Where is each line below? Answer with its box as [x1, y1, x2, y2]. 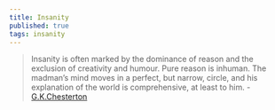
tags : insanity [9, 29, 66, 38]
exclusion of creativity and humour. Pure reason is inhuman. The [30, 63, 267, 74]
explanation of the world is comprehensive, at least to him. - [30, 82, 251, 93]
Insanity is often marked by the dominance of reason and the [30, 54, 255, 65]
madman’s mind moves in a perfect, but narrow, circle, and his [30, 73, 258, 83]
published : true [9, 21, 69, 30]
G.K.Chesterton [30, 91, 88, 102]
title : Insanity [9, 12, 69, 22]
